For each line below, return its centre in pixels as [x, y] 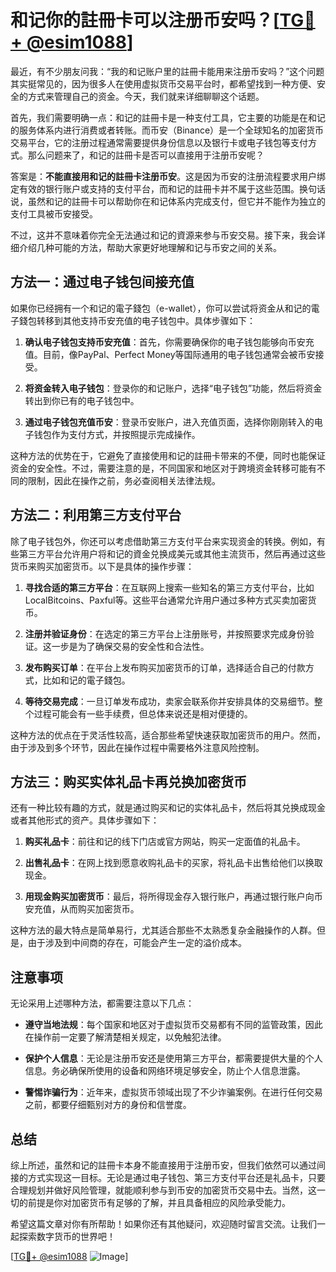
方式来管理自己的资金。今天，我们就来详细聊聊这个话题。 [146, 96]
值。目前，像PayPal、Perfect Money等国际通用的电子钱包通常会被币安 [170, 354]
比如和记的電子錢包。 [86, 680]
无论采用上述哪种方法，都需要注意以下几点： [102, 1003]
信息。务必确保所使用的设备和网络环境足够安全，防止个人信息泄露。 [165, 1071]
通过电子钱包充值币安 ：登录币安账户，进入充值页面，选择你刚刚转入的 [169, 422]
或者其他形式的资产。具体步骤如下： [85, 820]
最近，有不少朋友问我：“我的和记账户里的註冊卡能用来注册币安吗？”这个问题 [167, 71]
